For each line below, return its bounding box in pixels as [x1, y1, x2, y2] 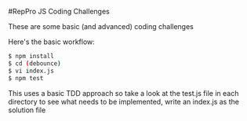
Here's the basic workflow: [8, 37, 96, 46]
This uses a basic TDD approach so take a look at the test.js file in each [8, 88, 239, 97]
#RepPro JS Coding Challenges [8, 7, 110, 16]
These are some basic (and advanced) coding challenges [8, 22, 194, 31]
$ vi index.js [8, 67, 55, 75]
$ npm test [8, 74, 44, 82]
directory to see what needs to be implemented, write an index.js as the [8, 97, 239, 106]
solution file [8, 105, 46, 115]
